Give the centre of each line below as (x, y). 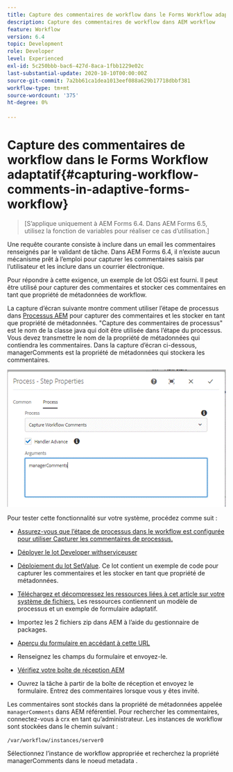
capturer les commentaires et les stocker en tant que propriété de (111, 573)
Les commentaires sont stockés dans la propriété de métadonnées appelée (115, 705)
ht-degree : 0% (28, 103)
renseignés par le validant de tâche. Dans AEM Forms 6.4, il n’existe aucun (114, 252)
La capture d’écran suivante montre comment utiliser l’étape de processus (113, 308)
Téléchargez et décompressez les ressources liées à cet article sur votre (121, 594)
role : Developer (31, 51)
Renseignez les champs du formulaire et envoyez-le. (92, 657)
